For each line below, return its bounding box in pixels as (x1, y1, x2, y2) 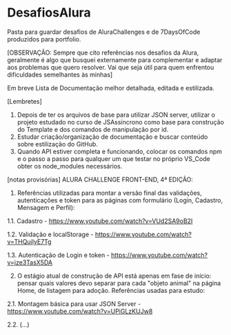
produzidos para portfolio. (7, 35, 81, 43)
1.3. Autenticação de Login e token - (7, 251, 110, 259)
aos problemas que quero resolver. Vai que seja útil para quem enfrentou (7, 63, 214, 71)
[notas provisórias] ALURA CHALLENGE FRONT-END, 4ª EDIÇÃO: (7, 175, 193, 184)
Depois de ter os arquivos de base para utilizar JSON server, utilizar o (17, 111, 216, 119)
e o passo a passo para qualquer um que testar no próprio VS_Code (17, 154, 210, 163)
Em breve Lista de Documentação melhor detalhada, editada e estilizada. (7, 84, 215, 92)
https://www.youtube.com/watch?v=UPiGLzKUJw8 (7, 307, 153, 315)
